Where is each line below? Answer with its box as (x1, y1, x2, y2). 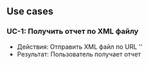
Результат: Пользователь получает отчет (16, 50, 141, 58)
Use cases (6, 6, 54, 17)
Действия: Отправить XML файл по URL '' (16, 42, 143, 51)
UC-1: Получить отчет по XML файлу (6, 27, 139, 36)
